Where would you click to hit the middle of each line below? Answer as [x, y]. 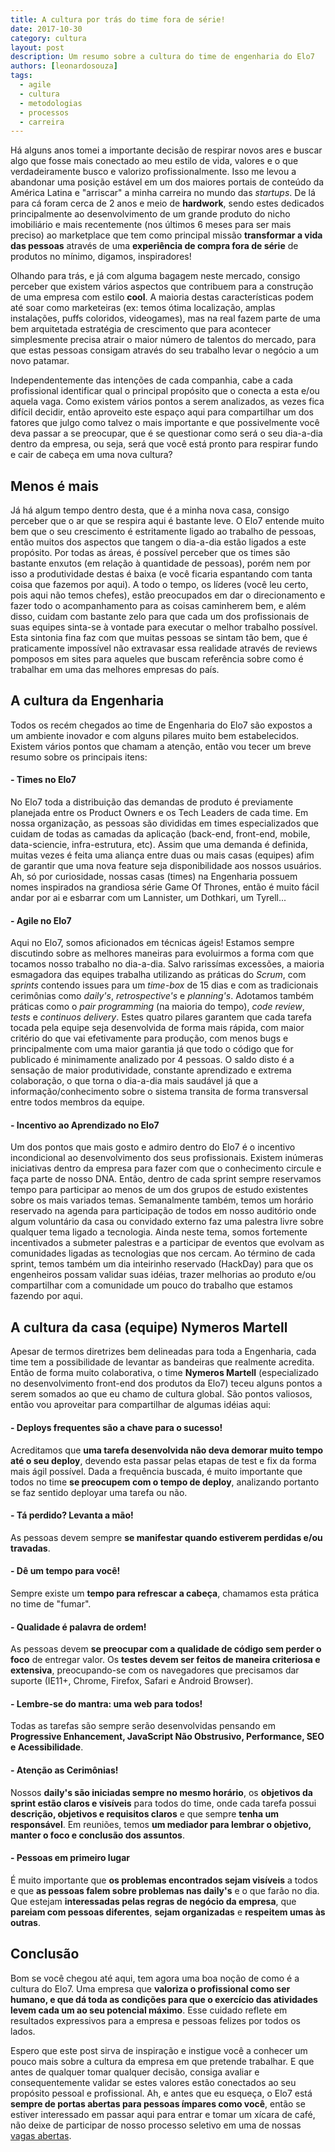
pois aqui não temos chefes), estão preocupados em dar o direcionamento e [168, 595]
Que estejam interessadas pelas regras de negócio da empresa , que [153, 1901]
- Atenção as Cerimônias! [64, 1770]
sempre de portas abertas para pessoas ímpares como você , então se [158, 2103]
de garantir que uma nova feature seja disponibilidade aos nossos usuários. [166, 866]
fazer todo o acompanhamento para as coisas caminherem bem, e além [158, 606]
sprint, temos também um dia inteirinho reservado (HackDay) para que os [162, 1264]
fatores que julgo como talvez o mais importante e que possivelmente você [165, 423]
